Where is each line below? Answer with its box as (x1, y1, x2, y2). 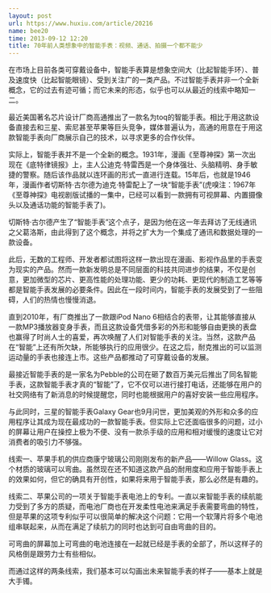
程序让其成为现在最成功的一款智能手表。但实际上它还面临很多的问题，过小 (15, 417, 263, 427)
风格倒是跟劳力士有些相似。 (8, 549, 101, 559)
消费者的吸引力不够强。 (8, 437, 86, 447)
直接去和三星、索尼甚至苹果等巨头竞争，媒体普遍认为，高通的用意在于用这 (15, 123, 263, 132)
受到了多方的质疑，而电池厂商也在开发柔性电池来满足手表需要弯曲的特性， (15, 502, 263, 512)
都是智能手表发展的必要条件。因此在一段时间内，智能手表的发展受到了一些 (8, 285, 256, 294)
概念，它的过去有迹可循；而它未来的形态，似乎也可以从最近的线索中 (8, 86, 235, 95)
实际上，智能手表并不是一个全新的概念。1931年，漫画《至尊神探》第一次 (8, 150, 249, 160)
